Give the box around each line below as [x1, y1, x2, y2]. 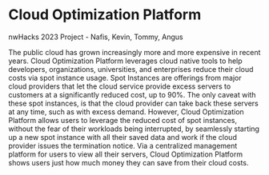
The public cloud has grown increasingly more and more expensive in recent [8, 47, 261, 57]
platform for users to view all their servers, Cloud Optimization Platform [8, 149, 243, 159]
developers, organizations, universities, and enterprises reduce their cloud [8, 64, 254, 74]
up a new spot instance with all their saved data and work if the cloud [8, 132, 238, 141]
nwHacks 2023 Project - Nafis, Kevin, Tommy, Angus [8, 32, 183, 42]
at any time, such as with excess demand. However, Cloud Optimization [8, 106, 244, 117]
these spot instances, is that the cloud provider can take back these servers [8, 98, 259, 108]
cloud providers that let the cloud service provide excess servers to [8, 82, 231, 91]
